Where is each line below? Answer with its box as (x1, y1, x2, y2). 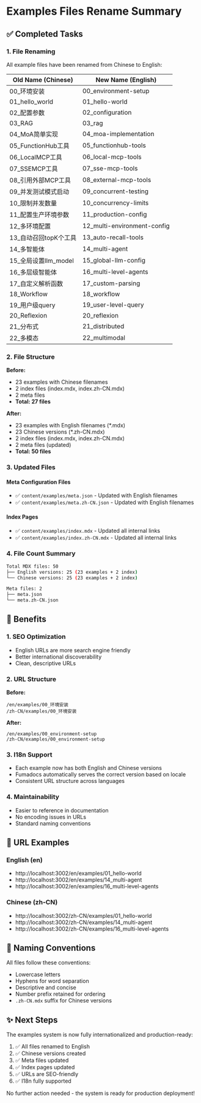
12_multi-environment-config (82, 221, 170, 230)
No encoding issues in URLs (15, 813, 87, 820)
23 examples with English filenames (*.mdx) (15, 422, 126, 429)
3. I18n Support (6, 750, 53, 758)
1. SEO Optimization (6, 633, 66, 641)
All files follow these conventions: (6, 959, 91, 966)
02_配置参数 (9, 109, 45, 117)
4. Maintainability (6, 793, 60, 801)
